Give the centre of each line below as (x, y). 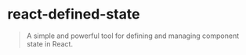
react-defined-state (74, 14)
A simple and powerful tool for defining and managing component (133, 36)
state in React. (50, 43)
